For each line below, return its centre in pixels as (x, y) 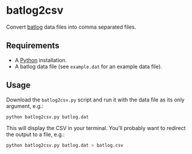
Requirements (33, 46)
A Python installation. (41, 60)
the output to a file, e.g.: (36, 134)
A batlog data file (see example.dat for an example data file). (88, 66)
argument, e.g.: (25, 106)
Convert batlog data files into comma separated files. (71, 27)
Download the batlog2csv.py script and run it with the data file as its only (95, 100)
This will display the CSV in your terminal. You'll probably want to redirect (96, 128)
